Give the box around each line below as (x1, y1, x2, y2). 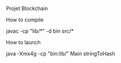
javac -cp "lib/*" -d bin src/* (6, 27, 74, 34)
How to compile (6, 16, 44, 23)
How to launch (6, 39, 41, 45)
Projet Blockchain (6, 5, 48, 12)
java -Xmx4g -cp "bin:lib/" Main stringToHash (6, 50, 115, 57)
